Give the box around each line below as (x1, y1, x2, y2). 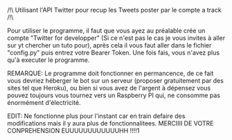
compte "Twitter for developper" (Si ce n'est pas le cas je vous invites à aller (7, 34, 226, 42)
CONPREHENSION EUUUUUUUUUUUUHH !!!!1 (7, 127, 140, 134)
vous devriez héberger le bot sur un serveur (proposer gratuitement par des (7, 77, 224, 85)
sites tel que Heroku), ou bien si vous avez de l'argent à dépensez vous (7, 84, 211, 92)
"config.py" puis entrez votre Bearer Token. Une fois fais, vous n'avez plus (7, 48, 220, 57)
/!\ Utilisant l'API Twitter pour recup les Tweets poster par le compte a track (7, 6, 222, 14)
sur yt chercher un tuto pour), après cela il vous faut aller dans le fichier (7, 41, 212, 49)
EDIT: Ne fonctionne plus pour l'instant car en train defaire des (7, 112, 186, 120)
